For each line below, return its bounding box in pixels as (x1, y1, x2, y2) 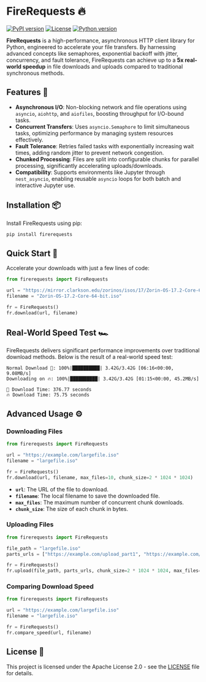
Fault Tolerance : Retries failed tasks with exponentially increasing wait (15, 142, 194, 150)
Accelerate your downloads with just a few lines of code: (6, 265, 150, 272)
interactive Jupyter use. (15, 181, 75, 189)
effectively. (15, 136, 44, 143)
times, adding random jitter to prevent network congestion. (15, 149, 164, 156)
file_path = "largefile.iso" (6, 545, 81, 551)
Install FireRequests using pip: (6, 219, 83, 227)
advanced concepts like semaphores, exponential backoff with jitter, (6, 50, 179, 57)
